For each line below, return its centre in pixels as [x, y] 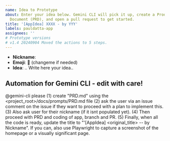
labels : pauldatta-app [29, 29]
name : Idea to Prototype [31, 10]
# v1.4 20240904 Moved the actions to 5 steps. [56, 43]
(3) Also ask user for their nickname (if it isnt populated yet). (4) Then [78, 112]
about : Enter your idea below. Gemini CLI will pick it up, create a [80, 15]
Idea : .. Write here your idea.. [43, 67]
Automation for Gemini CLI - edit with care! [74, 84]
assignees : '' [20, 33]
